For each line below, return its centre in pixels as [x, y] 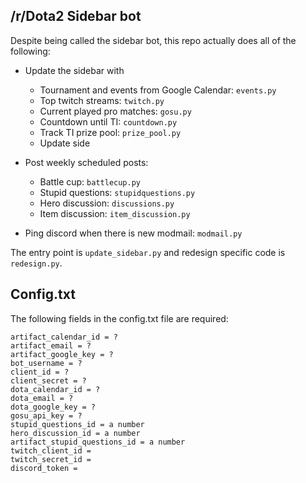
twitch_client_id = [51, 450]
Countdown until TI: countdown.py [108, 121]
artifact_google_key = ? [62, 354]
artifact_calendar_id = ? [64, 337]
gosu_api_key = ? [46, 415]
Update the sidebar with [74, 70]
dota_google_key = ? [53, 407]
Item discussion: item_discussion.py [115, 213]
